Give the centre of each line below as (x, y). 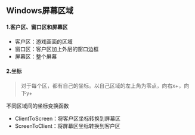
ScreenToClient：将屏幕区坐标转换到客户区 (67, 126)
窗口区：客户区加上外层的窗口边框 (57, 49)
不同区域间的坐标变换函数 (38, 106)
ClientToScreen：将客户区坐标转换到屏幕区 (68, 118)
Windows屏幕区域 (40, 11)
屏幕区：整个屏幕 (36, 56)
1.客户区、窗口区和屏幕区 (37, 27)
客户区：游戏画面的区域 (44, 41)
